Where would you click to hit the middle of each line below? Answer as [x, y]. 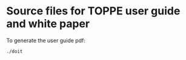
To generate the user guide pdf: [46, 40]
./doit [15, 51]
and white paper [48, 24]
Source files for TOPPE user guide [93, 11]
